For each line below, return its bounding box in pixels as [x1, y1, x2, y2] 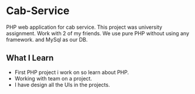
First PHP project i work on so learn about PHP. [14, 69, 129, 76]
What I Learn [6, 53, 54, 63]
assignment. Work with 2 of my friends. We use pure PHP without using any [6, 29, 190, 36]
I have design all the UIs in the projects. [14, 81, 110, 88]
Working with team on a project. [14, 75, 92, 82]
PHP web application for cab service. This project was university [6, 23, 163, 31]
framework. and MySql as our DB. [6, 36, 88, 43]
